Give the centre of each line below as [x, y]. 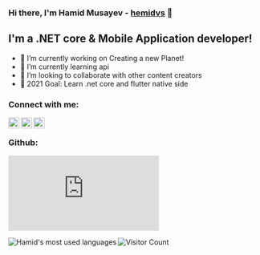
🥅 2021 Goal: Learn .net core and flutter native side [104, 83]
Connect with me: [44, 104]
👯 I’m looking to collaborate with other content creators [111, 75]
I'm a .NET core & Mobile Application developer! [130, 39]
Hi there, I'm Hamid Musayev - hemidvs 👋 [90, 13]
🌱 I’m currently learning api [65, 67]
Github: [23, 142]
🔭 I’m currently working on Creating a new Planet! [102, 58]
